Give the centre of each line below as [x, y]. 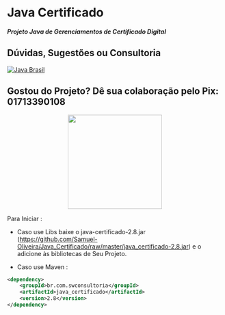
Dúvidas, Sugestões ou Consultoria [84, 53]
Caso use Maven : [42, 267]
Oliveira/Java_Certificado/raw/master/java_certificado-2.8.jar [103, 246]
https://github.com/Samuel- [58, 239]
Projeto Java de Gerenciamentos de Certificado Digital [87, 32]
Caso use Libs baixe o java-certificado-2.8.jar [81, 231]
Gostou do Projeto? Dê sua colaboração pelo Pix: [113, 91]
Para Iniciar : [25, 218]
